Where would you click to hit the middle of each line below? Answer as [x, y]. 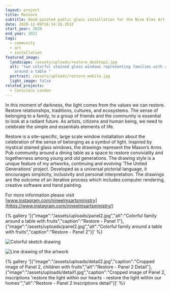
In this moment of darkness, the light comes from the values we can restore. [85, 105]
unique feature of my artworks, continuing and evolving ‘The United [76, 163]
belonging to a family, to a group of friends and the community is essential [83, 115]
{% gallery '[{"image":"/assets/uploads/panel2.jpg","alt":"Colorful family [81, 215]
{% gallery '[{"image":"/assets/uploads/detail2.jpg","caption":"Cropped [80, 261]
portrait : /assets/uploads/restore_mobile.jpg [60, 76]
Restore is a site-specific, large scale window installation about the [75, 136]
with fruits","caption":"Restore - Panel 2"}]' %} [54, 231]
